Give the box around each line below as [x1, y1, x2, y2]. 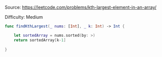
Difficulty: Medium [5, 14, 43, 20]
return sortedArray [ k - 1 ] [14, 37, 66, 42]
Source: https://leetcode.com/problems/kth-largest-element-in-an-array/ [5, 5, 157, 10]
